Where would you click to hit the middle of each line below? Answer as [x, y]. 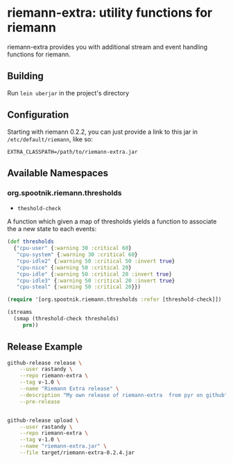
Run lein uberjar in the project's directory [68, 93]
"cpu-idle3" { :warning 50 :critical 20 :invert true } [96, 281]
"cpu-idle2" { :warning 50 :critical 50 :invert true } [96, 261]
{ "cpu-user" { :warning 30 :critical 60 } [72, 249]
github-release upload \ [43, 420]
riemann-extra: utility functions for [110, 13]
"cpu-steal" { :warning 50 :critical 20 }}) [78, 287]
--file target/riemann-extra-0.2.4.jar [77, 453]
